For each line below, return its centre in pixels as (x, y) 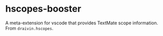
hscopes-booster (43, 9)
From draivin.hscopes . (29, 28)
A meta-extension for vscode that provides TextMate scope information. (82, 23)
